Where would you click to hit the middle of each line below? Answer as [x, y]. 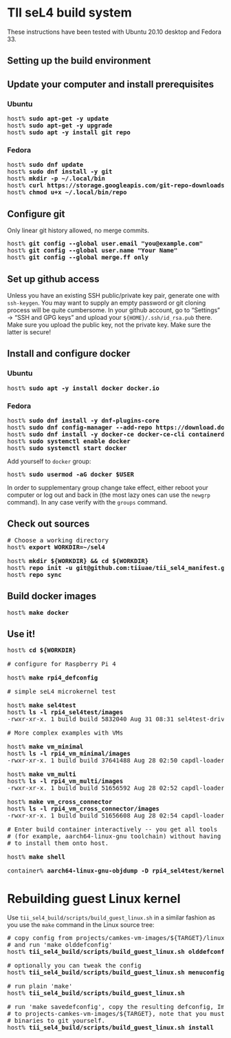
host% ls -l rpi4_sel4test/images [65, 712]
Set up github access [53, 279]
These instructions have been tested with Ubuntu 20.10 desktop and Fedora [114, 32]
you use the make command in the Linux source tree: [81, 925]
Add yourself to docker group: [49, 461]
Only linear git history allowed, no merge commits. [78, 231]
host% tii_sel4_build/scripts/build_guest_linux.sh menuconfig [116, 973]
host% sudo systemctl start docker [67, 448]
